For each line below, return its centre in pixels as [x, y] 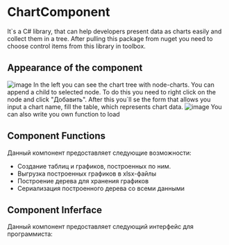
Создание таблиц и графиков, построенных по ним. [94, 166]
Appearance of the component [75, 68]
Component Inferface [55, 210]
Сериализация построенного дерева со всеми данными [101, 188]
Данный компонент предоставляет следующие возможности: [100, 153]
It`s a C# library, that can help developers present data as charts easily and [114, 31]
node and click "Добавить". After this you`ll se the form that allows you [109, 99]
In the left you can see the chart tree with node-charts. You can [124, 85]
